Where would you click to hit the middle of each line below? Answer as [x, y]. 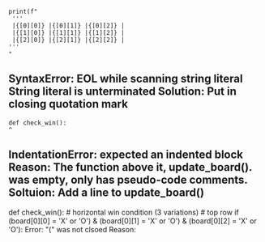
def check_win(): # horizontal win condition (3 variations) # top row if [124, 212]
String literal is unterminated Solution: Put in [123, 92]
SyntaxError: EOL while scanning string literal [126, 79]
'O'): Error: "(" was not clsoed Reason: [72, 229]
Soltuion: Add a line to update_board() [107, 193]
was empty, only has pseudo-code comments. [128, 180]
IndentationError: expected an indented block [126, 155]
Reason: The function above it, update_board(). [130, 167]
